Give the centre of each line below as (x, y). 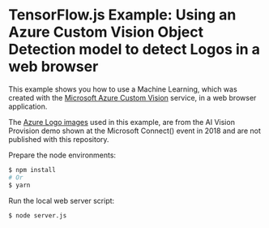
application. (28, 106)
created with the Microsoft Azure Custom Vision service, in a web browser (132, 97)
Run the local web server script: (62, 200)
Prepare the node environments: (62, 155)
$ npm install (32, 170)
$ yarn (19, 185)
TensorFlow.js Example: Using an (122, 15)
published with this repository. (59, 139)
